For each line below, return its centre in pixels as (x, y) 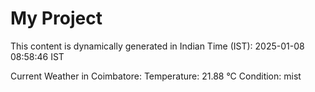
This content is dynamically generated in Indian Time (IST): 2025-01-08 (157, 46)
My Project (56, 18)
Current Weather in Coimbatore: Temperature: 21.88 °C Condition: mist (156, 76)
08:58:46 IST (37, 56)
